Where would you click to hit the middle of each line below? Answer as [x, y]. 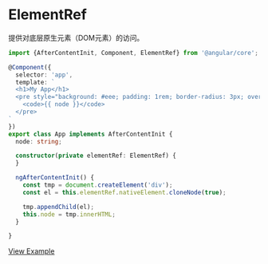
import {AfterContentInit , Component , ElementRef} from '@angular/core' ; [134, 53]
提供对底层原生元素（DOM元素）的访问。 [76, 37]
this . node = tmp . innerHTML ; [69, 214]
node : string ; [39, 141]
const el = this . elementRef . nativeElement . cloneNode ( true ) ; [124, 192]
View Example [32, 251]
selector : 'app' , [44, 75]
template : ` [35, 82]
